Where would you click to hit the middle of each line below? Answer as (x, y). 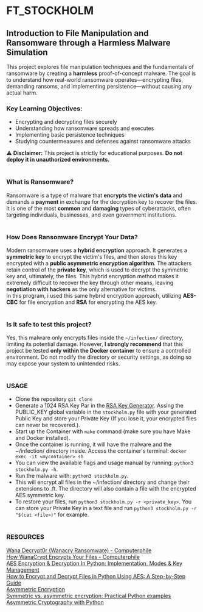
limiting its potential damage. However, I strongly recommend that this (95, 344)
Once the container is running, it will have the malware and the (93, 445)
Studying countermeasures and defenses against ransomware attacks (103, 142)
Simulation (27, 52)
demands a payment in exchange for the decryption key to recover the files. (102, 201)
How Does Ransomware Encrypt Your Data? (72, 237)
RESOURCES (25, 537)
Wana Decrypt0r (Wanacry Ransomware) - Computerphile (79, 550)
